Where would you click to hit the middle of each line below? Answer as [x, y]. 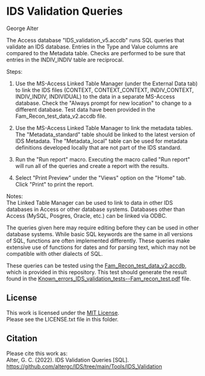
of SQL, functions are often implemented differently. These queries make [98, 240]
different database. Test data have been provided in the [85, 109]
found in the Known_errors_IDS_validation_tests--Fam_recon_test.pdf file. [99, 278]
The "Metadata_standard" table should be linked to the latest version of [105, 134]
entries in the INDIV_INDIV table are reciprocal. [65, 59]
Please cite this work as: [37, 353]
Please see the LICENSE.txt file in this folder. [62, 319]
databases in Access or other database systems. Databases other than [96, 209]
